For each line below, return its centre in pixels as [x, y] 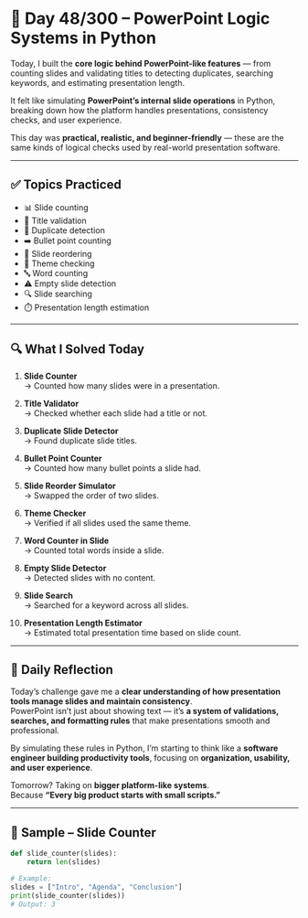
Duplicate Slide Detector [71, 431]
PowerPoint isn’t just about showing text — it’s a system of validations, [145, 711]
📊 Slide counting [56, 207]
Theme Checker [55, 513]
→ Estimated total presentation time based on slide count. [132, 632]
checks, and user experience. [66, 120]
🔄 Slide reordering [58, 253]
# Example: [31, 878]
